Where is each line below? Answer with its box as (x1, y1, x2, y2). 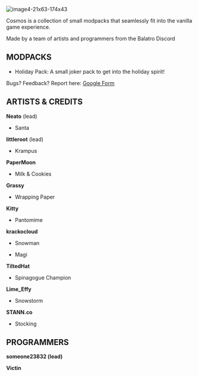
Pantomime (14, 216, 43, 223)
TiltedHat (6, 262, 30, 270)
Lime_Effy (6, 286, 32, 293)
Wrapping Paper (14, 193, 55, 200)
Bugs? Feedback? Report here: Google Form (6, 79, 115, 86)
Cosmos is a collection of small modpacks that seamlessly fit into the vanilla (6, 17, 193, 24)
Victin (6, 365, 22, 372)
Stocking (14, 320, 37, 327)
